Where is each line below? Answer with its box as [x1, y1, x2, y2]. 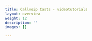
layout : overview [5, 11, 40, 16]
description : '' [5, 20, 38, 25]
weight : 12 [5, 16, 27, 20]
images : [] [5, 25, 27, 30]
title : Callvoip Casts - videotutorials [5, 7, 88, 12]
